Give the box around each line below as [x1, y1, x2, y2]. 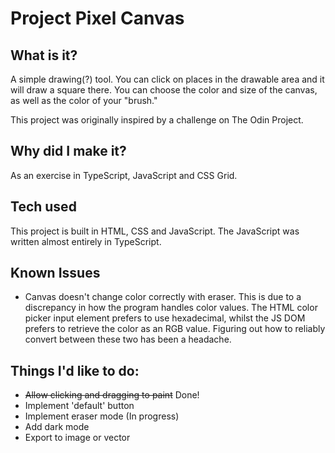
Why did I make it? [10, 143, 127, 160]
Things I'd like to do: [10, 362, 140, 379]
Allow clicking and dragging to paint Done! [24, 389, 200, 401]
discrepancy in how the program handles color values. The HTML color [24, 302, 318, 314]
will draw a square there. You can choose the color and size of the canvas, [10, 84, 318, 96]
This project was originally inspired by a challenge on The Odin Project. [10, 114, 304, 126]
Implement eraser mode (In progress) [24, 410, 180, 422]
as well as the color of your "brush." [10, 95, 158, 106]
